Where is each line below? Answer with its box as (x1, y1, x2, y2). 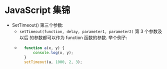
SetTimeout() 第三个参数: (11, 22, 63, 28)
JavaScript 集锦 (4, 4, 70, 16)
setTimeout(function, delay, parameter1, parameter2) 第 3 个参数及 (19, 28, 162, 34)
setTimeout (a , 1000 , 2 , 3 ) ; (23, 59, 83, 64)
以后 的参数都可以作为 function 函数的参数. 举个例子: (19, 34, 127, 40)
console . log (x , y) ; (32, 50, 73, 55)
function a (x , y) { (23, 45, 64, 50)
